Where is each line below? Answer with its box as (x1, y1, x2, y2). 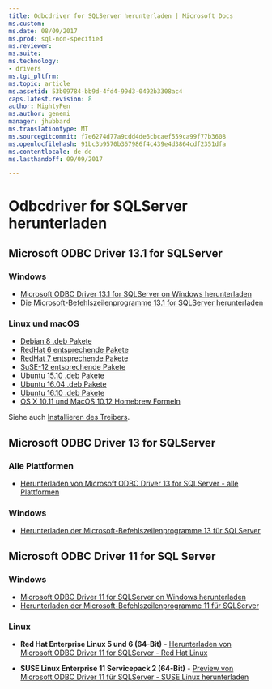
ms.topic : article (8, 79, 70, 88)
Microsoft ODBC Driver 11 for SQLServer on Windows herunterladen (19, 593, 247, 602)
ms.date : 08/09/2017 (8, 27, 79, 35)
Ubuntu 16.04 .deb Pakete (19, 379, 107, 389)
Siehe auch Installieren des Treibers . (8, 413, 130, 422)
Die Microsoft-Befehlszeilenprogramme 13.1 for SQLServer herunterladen (19, 297, 264, 308)
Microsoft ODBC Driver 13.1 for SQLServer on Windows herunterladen (19, 289, 253, 299)
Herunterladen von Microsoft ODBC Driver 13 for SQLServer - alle (19, 479, 239, 489)
